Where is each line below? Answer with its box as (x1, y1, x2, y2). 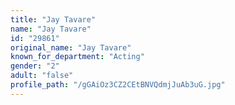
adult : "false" (10, 71, 74, 81)
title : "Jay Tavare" (10, 14, 97, 25)
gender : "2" (10, 61, 60, 71)
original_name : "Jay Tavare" (10, 42, 132, 53)
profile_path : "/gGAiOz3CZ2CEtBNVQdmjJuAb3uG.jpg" (10, 80, 226, 90)
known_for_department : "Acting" (10, 52, 145, 62)
